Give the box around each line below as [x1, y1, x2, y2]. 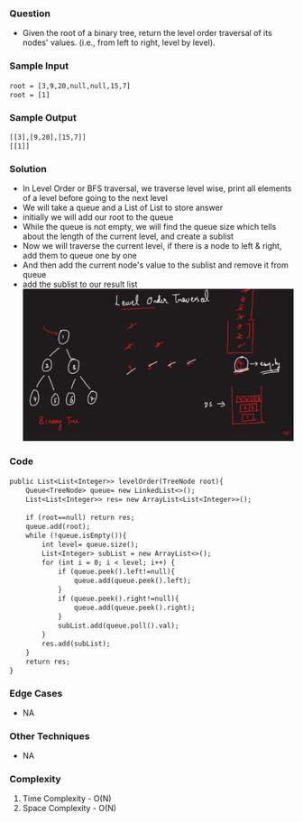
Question [9, 7, 51, 20]
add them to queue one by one [22, 251, 137, 261]
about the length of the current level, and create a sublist [22, 231, 234, 242]
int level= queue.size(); [41, 540, 140, 549]
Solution [9, 162, 48, 175]
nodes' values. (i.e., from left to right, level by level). [22, 37, 216, 48]
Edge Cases [9, 687, 63, 699]
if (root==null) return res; [25, 513, 135, 522]
